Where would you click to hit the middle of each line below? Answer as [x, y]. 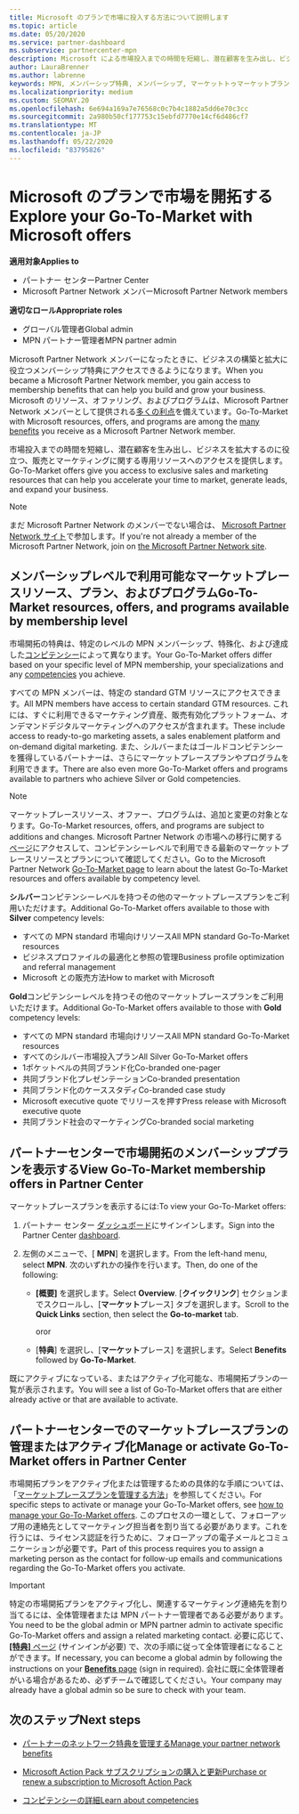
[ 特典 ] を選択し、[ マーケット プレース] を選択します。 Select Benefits [161, 1350]
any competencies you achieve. [68, 674]
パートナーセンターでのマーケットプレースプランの [149, 1430]
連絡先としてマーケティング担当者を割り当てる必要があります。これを [161, 1526]
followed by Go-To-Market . [86, 1360]
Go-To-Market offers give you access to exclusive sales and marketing [139, 470]
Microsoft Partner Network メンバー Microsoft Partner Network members [155, 291]
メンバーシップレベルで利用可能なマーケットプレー [149, 576]
